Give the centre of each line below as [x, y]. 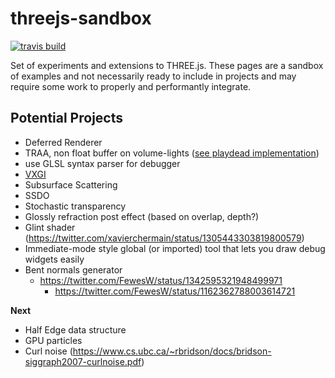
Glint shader [50, 227]
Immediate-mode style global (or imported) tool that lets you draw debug [175, 248]
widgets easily [54, 259]
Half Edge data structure [75, 329]
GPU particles [53, 340]
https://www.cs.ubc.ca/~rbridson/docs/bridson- [172, 351]
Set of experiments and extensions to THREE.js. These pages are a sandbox [167, 65]
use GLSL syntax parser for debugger [102, 163]
